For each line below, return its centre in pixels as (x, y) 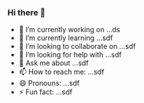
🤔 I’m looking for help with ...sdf (70, 55)
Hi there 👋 (27, 13)
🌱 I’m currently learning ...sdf (66, 38)
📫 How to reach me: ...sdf (61, 72)
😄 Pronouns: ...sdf (49, 83)
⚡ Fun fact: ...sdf (45, 92)
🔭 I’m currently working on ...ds (69, 30)
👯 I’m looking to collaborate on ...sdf (77, 46)
